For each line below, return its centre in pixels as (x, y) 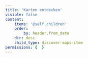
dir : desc (25, 38)
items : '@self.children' (41, 24)
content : (14, 19)
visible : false (21, 15)
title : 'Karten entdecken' (34, 10)
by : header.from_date (47, 33)
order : (21, 29)
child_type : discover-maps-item (49, 43)
